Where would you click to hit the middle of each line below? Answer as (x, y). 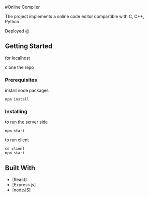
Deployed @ (17, 31)
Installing (16, 112)
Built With (20, 168)
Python (12, 22)
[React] (19, 180)
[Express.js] (24, 185)
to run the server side (27, 122)
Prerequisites (21, 80)
